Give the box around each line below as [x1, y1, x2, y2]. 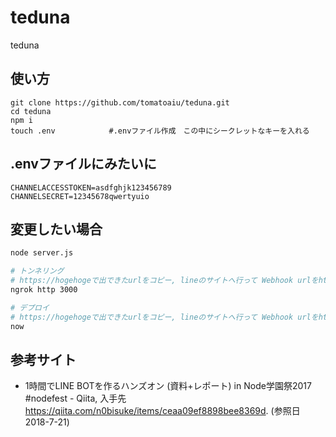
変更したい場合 [10, 221, 103, 238]
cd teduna [10, 106, 52, 116]
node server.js [10, 248, 74, 258]
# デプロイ [10, 302, 50, 313]
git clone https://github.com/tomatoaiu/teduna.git [10, 97, 230, 108]
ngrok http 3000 [10, 285, 78, 295]
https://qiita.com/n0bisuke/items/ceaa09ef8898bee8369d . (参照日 [24, 405, 301, 417]
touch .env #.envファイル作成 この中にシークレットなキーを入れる [10, 126, 310, 136]
